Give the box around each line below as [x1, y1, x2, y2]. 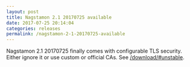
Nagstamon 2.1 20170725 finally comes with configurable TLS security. [6, 47, 182, 54]
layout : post [6, 8, 39, 15]
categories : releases [6, 25, 61, 32]
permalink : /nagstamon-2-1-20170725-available [6, 31, 125, 37]
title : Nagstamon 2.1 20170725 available [6, 14, 112, 20]
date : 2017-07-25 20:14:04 [6, 20, 74, 26]
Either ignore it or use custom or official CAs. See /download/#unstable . [6, 54, 185, 61]
